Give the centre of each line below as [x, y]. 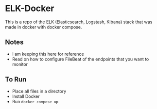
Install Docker [26, 96]
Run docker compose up [35, 101]
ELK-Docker [30, 8]
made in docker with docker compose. [44, 27]
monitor [20, 64]
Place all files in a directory [39, 91]
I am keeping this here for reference [48, 54]
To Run [16, 80]
